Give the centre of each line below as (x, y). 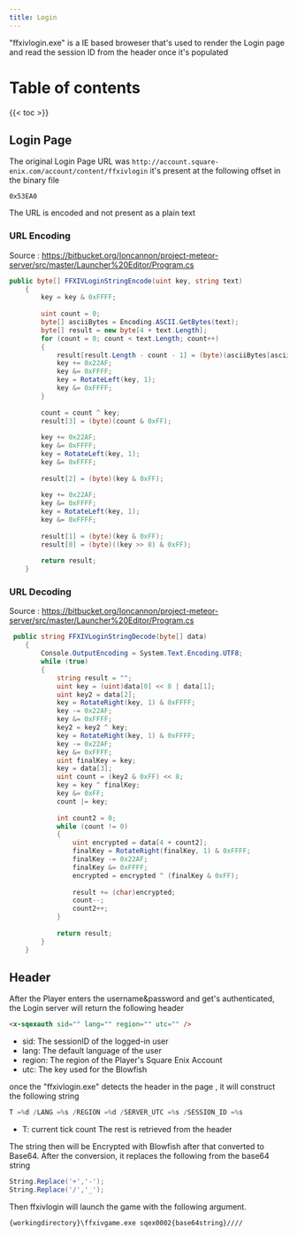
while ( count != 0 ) (92, 826)
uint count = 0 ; (71, 314)
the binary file (34, 180)
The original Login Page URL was (70, 161)
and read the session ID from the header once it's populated (119, 52)
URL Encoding (40, 236)
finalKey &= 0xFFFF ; (110, 867)
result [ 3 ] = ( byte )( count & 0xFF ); (107, 421)
